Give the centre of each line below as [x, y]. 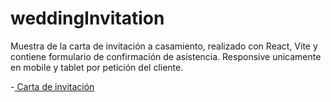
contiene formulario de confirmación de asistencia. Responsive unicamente [166, 56]
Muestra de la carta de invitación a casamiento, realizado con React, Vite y [164, 46]
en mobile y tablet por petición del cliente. [97, 67]
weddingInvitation [87, 18]
